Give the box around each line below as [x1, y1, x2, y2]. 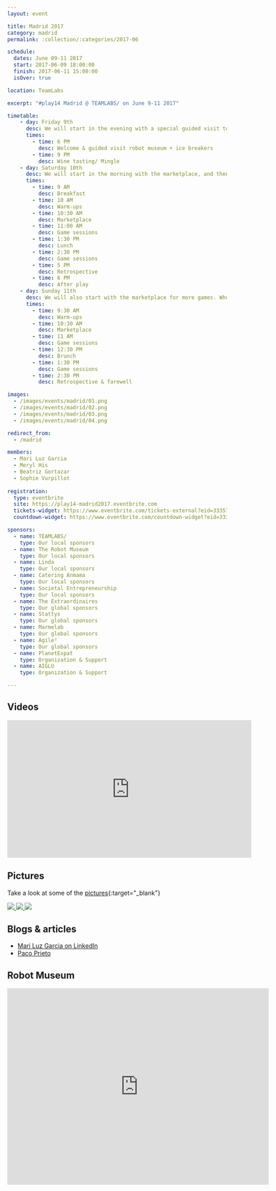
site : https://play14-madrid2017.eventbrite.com [13, 501, 158, 508]
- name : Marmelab [13, 624, 64, 631]
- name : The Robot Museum [13, 546, 89, 553]
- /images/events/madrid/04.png [13, 417, 108, 424]
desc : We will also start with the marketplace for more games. [25, 294, 217, 301]
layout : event [7, 10, 49, 17]
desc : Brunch [38, 352, 77, 360]
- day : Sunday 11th [20, 288, 77, 295]
